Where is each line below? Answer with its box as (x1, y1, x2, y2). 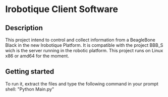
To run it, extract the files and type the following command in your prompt (5, 80, 159, 86)
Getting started (5, 67, 54, 76)
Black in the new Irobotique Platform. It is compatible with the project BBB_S (5, 42, 163, 48)
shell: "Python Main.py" (5, 86, 54, 92)
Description (5, 24, 43, 32)
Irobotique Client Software (5, 4, 119, 15)
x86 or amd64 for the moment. (5, 53, 70, 59)
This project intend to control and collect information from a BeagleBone (5, 37, 155, 43)
